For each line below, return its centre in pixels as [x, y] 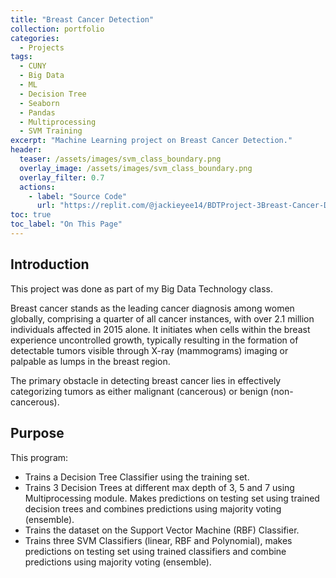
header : [26, 150]
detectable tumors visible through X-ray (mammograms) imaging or [149, 350]
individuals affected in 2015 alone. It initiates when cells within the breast [160, 329]
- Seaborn [39, 103]
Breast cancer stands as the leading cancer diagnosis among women [152, 308]
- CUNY [33, 66]
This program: [39, 457]
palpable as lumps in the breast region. [90, 361]
